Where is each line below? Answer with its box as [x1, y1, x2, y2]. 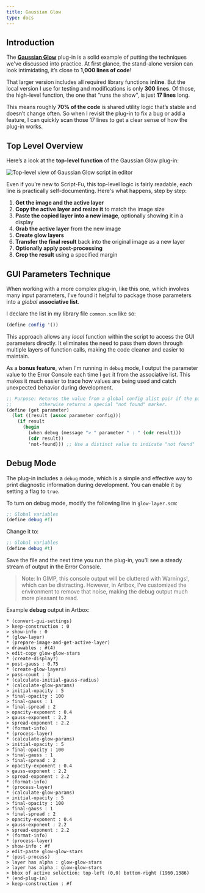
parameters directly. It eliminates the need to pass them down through [6, 339, 183, 347]
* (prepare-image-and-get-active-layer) [6, 639, 111, 646]
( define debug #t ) [6, 546, 53, 552]
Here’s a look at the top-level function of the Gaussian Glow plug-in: [6, 157, 179, 164]
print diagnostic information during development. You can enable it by [6, 481, 182, 488]
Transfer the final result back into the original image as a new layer [15, 238, 185, 246]
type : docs [6, 15, 34, 21]
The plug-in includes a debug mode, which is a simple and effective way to [6, 474, 193, 481]
